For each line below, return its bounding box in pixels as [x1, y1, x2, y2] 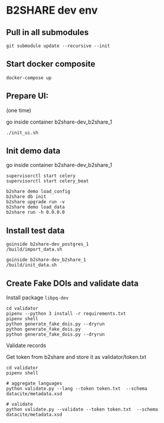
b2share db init [6, 194, 46, 200]
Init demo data [6, 146, 61, 156]
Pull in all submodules [6, 27, 89, 37]
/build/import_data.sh [6, 247, 62, 252]
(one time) [6, 106, 31, 113]
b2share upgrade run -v [6, 199, 65, 205]
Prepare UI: [6, 91, 49, 101]
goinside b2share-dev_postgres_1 [6, 241, 89, 247]
